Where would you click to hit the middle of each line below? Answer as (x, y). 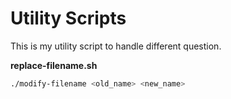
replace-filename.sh (54, 65)
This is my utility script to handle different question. (116, 46)
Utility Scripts (68, 18)
